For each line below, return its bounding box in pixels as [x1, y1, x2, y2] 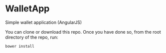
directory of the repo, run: [5, 34, 58, 40]
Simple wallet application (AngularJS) [5, 19, 82, 25]
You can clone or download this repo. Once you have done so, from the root [5, 29, 161, 35]
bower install [5, 44, 35, 49]
